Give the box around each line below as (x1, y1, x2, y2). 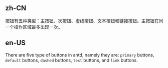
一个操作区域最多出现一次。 (5, 24, 63, 30)
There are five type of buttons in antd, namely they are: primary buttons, (5, 52, 154, 58)
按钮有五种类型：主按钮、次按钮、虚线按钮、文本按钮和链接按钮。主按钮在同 (5, 17, 163, 24)
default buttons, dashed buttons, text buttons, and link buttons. (5, 57, 138, 63)
